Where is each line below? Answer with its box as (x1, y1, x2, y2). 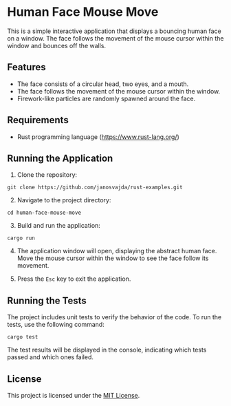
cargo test (7, 334, 38, 341)
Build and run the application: (16, 222, 101, 230)
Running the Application (7, 152, 113, 164)
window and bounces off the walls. (7, 41, 107, 50)
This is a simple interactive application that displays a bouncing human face (7, 27, 221, 35)
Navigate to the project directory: (16, 196, 111, 204)
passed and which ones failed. (7, 353, 94, 361)
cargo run (7, 235, 36, 242)
